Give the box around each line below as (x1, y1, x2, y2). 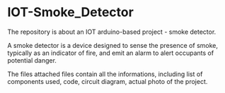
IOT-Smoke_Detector (7, 4, 134, 20)
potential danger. (7, 56, 57, 64)
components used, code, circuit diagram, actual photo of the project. (7, 77, 208, 85)
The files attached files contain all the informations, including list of (7, 70, 203, 78)
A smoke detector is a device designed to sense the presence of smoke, (7, 41, 218, 49)
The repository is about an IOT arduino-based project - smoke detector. (7, 27, 217, 36)
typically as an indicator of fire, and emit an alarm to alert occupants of (7, 49, 214, 57)
